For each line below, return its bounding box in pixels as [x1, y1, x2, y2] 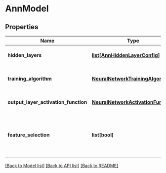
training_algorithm [7, 75, 52, 82]
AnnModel [5, 3, 49, 14]
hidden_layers [7, 52, 42, 58]
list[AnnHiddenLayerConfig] [91, 52, 160, 58]
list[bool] [91, 131, 114, 138]
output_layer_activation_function [7, 99, 87, 105]
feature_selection [7, 131, 50, 138]
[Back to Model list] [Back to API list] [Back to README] [5, 163, 119, 169]
